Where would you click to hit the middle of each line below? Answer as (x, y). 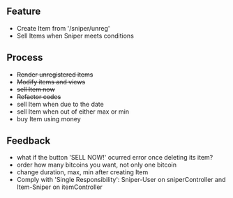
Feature (24, 12)
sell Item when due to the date (60, 104)
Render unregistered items (55, 74)
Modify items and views (51, 82)
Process (25, 58)
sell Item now (36, 89)
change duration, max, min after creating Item (82, 172)
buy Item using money (48, 119)
